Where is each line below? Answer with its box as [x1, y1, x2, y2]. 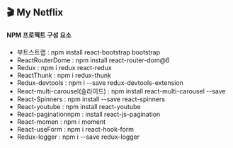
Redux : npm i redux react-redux [16, 63, 112, 72]
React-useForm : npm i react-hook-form [16, 125, 134, 133]
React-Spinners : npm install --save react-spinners [16, 95, 166, 103]
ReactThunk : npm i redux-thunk [16, 71, 111, 79]
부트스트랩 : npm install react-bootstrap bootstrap [16, 47, 161, 56]
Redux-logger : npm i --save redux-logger [16, 132, 140, 141]
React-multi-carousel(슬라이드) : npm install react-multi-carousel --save [16, 86, 226, 95]
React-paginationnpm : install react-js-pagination [16, 110, 161, 118]
